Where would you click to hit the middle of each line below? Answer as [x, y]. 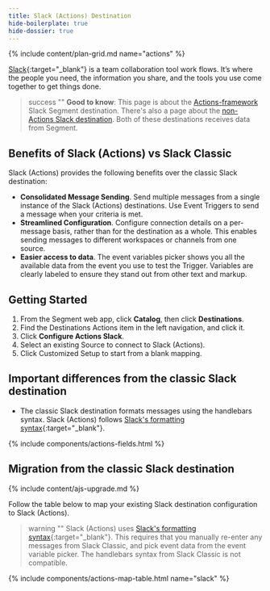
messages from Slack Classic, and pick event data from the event [137, 545]
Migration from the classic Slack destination [122, 469]
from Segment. [53, 128]
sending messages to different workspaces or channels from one [128, 240]
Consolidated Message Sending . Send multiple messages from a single [140, 197]
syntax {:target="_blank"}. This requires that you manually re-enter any [145, 537]
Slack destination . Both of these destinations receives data [153, 119]
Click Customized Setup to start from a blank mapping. [111, 353]
